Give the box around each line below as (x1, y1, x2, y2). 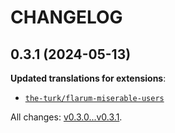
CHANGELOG (10, 6, 123, 29)
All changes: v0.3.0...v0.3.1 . (10, 111, 123, 123)
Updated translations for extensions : (10, 72, 167, 84)
